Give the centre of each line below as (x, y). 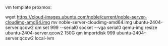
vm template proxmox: (29, 7)
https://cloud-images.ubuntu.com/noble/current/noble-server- (82, 17)
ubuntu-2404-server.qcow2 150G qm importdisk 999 (60, 33)
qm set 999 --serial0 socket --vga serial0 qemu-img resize (96, 27)
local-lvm (44, 38)
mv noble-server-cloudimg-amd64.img (92, 22)
